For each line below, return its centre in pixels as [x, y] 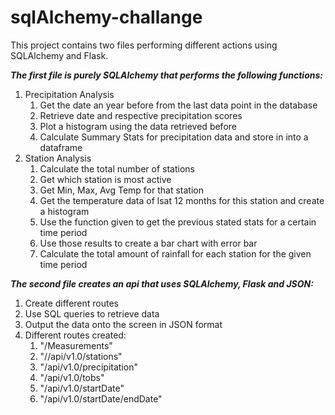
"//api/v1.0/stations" [81, 356]
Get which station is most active [105, 179]
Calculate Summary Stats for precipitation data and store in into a [174, 137]
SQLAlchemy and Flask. [59, 55]
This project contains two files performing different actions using [144, 45]
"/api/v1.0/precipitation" [88, 367]
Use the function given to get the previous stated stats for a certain [178, 222]
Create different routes [71, 303]
